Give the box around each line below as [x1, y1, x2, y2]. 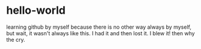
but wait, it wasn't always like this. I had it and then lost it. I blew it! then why [6, 29, 195, 36]
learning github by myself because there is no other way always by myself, [6, 23, 191, 30]
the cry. [6, 36, 25, 43]
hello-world [6, 4, 66, 17]
